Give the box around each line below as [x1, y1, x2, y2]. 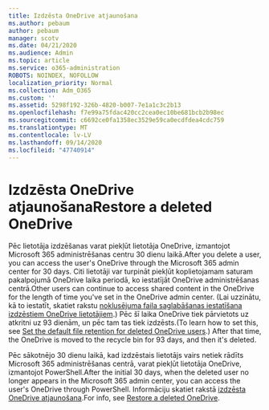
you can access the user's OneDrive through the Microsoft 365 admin [8, 258, 239, 268]
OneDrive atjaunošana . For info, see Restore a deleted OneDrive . [8, 393, 221, 403]
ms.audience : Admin [8, 49, 74, 57]
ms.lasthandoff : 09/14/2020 [8, 138, 103, 147]
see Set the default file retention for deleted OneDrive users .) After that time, [8, 327, 262, 336]
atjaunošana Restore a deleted [8, 197, 213, 216]
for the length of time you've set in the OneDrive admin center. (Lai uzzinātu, [8, 292, 261, 302]
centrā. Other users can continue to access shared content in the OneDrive [8, 284, 255, 294]
